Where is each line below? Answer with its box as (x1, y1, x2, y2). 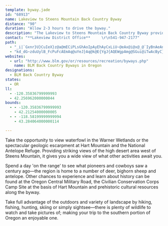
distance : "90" (5, 21, 37, 26)
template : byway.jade (5, 7, 50, 12)
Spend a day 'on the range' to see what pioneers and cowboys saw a (5, 162, 147, 168)
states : (5, 77, 21, 82)
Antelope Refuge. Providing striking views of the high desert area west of (5, 147, 156, 153)
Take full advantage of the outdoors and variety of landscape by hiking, (5, 198, 152, 205)
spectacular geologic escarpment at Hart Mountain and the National (5, 142, 145, 148)
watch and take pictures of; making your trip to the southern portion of (5, 209, 151, 215)
